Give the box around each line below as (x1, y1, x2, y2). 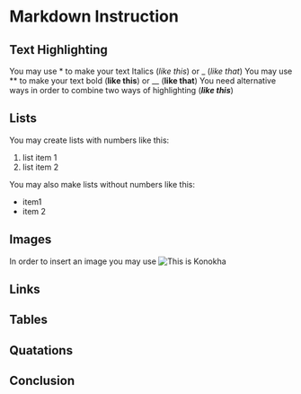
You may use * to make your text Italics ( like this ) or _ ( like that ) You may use (9, 66, 293, 76)
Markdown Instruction (9, 6, 180, 27)
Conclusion (9, 373, 75, 389)
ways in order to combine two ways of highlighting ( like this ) (9, 85, 234, 95)
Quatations (9, 343, 74, 358)
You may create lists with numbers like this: (9, 135, 170, 145)
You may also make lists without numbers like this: (9, 179, 196, 189)
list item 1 (22, 152, 58, 162)
